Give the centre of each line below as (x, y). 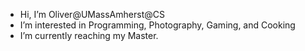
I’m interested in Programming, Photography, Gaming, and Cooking (157, 25)
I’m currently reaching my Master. (89, 35)
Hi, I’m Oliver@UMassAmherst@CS (92, 14)
